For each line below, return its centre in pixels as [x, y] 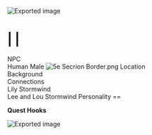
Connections [26, 81]
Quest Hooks [27, 110]
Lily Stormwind [29, 89]
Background [25, 74]
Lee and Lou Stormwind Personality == [64, 96]
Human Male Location [77, 66]
